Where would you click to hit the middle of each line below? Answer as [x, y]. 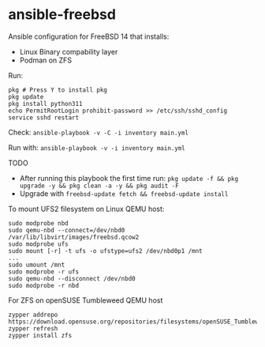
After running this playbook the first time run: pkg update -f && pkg [129, 178]
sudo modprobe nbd [38, 223]
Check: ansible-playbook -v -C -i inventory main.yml [99, 132]
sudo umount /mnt [37, 265]
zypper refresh [33, 328]
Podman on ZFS [46, 60]
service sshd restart [44, 117]
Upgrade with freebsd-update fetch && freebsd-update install [124, 193]
